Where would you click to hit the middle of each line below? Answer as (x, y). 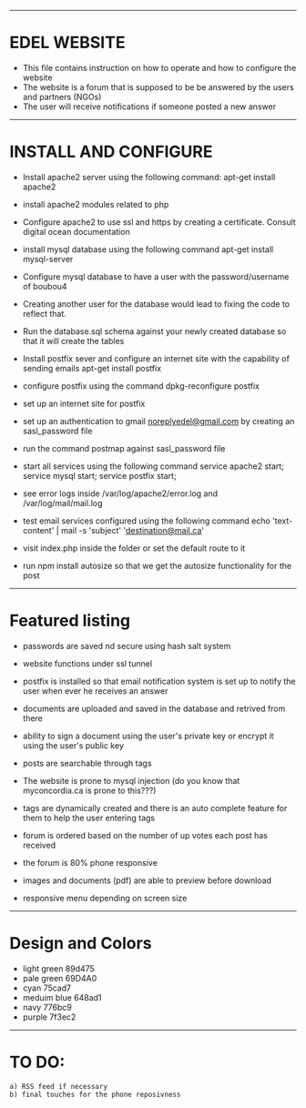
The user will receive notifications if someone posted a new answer (149, 107)
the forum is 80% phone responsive (90, 862)
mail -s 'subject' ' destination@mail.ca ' (133, 530)
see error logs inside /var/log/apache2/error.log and (120, 493)
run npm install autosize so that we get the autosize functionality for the (157, 565)
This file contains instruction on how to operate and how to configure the (159, 67)
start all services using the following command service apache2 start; (153, 466)
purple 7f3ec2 (49, 1017)
